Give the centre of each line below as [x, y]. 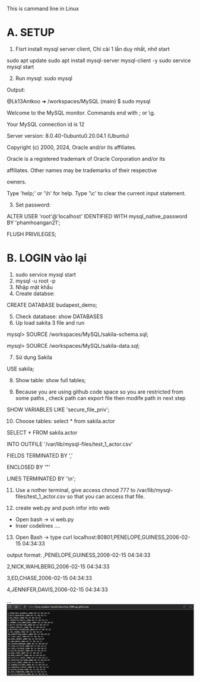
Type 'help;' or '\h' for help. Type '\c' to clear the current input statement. [96, 193]
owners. [17, 182]
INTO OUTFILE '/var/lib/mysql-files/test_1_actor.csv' [70, 444]
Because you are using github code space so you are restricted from [99, 392]
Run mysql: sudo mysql [44, 78]
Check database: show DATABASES [59, 316]
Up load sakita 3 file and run [50, 322]
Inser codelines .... [38, 525]
